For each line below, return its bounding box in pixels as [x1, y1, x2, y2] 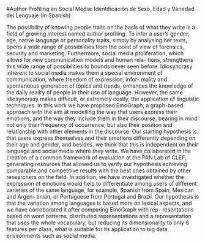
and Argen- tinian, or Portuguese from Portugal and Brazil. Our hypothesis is [6, 193, 199, 200]
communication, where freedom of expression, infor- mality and [6, 76, 167, 83]
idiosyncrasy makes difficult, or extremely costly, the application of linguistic [6, 95, 199, 102]
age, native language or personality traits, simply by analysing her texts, [6, 37, 188, 44]
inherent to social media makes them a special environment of [6, 69, 163, 76]
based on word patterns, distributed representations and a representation [6, 213, 192, 219]
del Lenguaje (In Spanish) [6, 12, 71, 19]
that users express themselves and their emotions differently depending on [6, 134, 196, 142]
